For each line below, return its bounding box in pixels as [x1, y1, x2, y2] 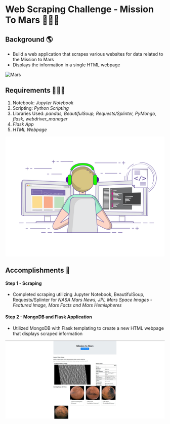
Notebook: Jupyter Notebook [12, 100, 74, 106]
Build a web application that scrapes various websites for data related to [12, 51, 163, 57]
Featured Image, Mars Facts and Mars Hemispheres [12, 302, 122, 308]
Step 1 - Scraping [5, 280, 42, 286]
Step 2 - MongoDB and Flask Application [5, 314, 92, 320]
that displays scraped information [12, 330, 83, 336]
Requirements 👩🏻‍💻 [5, 86, 65, 95]
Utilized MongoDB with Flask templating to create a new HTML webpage [12, 325, 164, 331]
